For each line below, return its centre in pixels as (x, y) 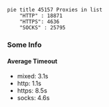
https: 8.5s (32, 91)
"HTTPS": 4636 (39, 22)
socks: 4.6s (33, 98)
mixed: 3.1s (33, 76)
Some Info (25, 44)
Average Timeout (32, 61)
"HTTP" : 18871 (41, 16)
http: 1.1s (29, 83)
